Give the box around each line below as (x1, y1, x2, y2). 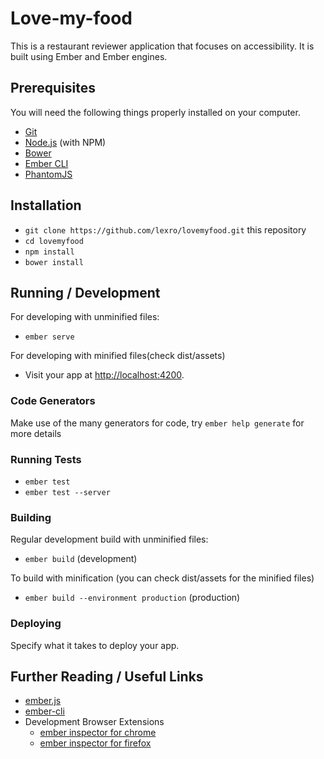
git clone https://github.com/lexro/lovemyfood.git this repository (24, 223, 307, 236)
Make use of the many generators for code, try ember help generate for (10, 417, 305, 429)
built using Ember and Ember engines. (10, 50, 168, 62)
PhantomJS (24, 168, 73, 180)
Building (10, 510, 52, 524)
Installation (10, 197, 82, 214)
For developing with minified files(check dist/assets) (10, 350, 226, 362)
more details (10, 427, 62, 439)
